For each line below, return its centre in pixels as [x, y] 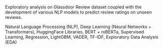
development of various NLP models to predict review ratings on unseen [79, 12]
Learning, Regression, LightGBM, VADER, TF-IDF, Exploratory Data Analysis [82, 37]
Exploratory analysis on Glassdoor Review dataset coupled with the [73, 7]
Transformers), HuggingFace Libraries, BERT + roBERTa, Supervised [75, 32]
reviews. [14, 17]
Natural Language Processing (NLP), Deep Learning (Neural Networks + [78, 27]
